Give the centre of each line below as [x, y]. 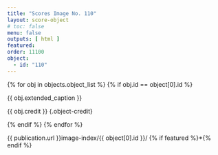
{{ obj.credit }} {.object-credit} [50, 111]
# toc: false [26, 26]
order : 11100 [26, 52]
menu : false [24, 33]
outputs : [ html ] [33, 39]
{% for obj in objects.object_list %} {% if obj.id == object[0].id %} [100, 84]
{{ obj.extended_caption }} [45, 98]
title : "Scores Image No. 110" [52, 13]
